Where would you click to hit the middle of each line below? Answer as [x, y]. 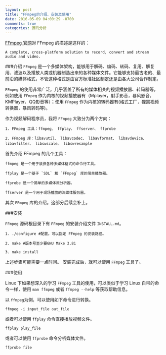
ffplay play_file [23, 328]
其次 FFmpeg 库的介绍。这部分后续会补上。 [48, 203]
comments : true [21, 24]
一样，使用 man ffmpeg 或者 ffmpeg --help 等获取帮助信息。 [70, 289]
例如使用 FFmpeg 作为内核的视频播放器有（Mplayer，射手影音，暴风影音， [80, 96]
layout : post [19, 10]
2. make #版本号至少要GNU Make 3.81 [41, 243]
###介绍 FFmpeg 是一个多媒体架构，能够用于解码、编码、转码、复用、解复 [80, 66]
